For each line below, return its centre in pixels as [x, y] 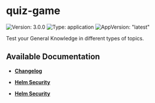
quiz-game [33, 11]
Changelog [28, 71]
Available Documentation [53, 57]
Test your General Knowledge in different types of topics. [75, 38]
